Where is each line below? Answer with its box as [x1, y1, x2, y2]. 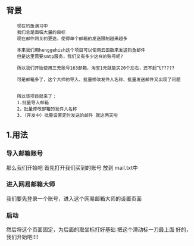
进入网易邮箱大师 [6, 180, 55, 189]
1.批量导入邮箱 [17, 99, 49, 105]
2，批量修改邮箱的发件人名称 [17, 106, 77, 112]
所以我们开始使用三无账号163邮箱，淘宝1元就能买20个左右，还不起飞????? [17, 65, 175, 71]
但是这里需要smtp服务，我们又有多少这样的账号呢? [17, 53, 124, 60]
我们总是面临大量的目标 [17, 29, 66, 35]
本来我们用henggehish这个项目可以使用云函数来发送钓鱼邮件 [17, 47, 146, 53]
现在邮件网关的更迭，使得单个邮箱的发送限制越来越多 [17, 35, 128, 42]
